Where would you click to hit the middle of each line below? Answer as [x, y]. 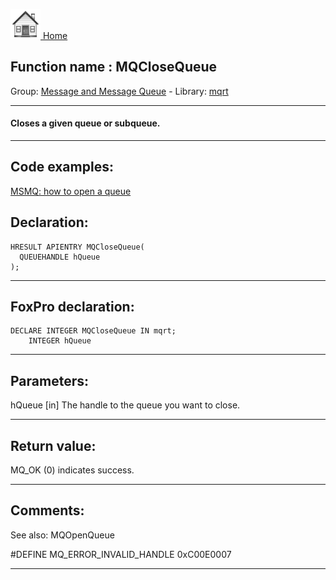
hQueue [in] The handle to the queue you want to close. [125, 405]
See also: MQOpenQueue [62, 535]
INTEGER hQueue [60, 341]
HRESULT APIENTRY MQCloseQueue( [77, 247]
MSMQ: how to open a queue [71, 191]
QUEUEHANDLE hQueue [60, 257]
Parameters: [49, 380]
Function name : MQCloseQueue [114, 67]
